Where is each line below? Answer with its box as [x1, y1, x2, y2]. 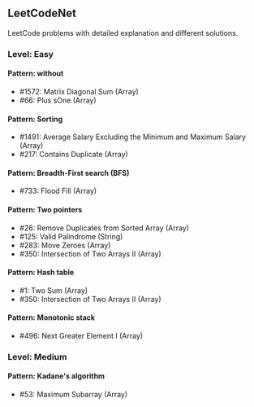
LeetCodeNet [7, 7, 76, 20]
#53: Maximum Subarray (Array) [19, 390, 128, 400]
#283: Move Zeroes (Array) [19, 240, 111, 250]
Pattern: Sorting [7, 114, 63, 124]
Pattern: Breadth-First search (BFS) [7, 168, 130, 177]
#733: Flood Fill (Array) [19, 186, 97, 196]
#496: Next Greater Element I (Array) [19, 330, 144, 340]
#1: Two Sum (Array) [19, 285, 88, 295]
